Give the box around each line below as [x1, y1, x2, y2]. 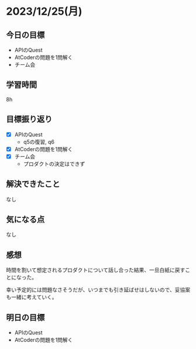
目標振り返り [6, 114, 53, 124]
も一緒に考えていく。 [6, 293, 57, 301]
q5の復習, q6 [23, 138, 54, 145]
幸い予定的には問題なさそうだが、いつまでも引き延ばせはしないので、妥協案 [6, 286, 191, 293]
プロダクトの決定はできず [23, 160, 85, 167]
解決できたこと [6, 179, 60, 189]
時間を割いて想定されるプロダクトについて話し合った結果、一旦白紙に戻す [6, 266, 185, 273]
